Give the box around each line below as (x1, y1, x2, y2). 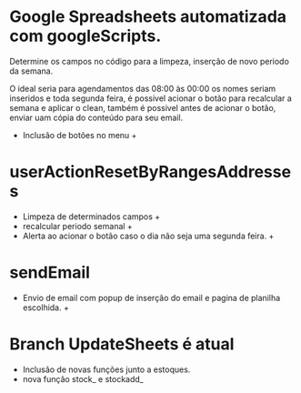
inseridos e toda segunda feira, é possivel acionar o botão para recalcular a (9, 93, 293, 104)
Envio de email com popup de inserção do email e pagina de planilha (22, 292, 281, 303)
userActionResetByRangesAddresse (9, 162, 292, 183)
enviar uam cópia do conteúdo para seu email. (9, 112, 184, 123)
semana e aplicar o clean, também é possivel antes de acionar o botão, (9, 102, 276, 113)
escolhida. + (22, 302, 70, 313)
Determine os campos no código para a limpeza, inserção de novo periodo (9, 55, 289, 66)
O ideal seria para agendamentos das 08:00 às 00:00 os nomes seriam (9, 83, 276, 94)
